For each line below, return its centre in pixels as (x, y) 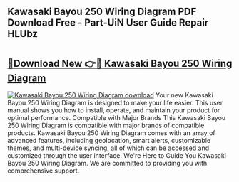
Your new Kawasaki (185, 95)
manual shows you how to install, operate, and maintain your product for (114, 110)
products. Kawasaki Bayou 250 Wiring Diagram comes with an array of (111, 133)
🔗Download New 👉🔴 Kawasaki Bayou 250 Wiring (120, 63)
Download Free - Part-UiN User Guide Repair (108, 23)
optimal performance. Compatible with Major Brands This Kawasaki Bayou (117, 118)
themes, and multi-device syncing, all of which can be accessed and (108, 148)
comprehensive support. (44, 171)
